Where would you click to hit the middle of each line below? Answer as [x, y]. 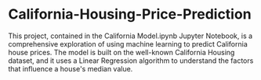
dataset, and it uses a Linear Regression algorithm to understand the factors [131, 61]
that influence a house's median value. [71, 68]
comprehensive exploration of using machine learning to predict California [128, 43]
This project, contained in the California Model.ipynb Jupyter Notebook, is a [130, 36]
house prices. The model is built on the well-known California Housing [121, 52]
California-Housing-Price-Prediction [130, 14]
